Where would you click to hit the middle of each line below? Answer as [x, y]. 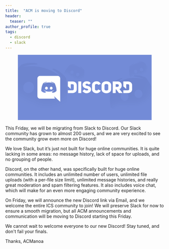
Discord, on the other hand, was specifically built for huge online [72, 169]
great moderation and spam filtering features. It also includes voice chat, [81, 185]
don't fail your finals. [26, 231]
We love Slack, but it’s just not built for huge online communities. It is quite [82, 148]
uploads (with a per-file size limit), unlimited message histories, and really [82, 179]
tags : [11, 32]
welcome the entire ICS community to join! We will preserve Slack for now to [84, 205]
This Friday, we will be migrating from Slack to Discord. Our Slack [73, 128]
